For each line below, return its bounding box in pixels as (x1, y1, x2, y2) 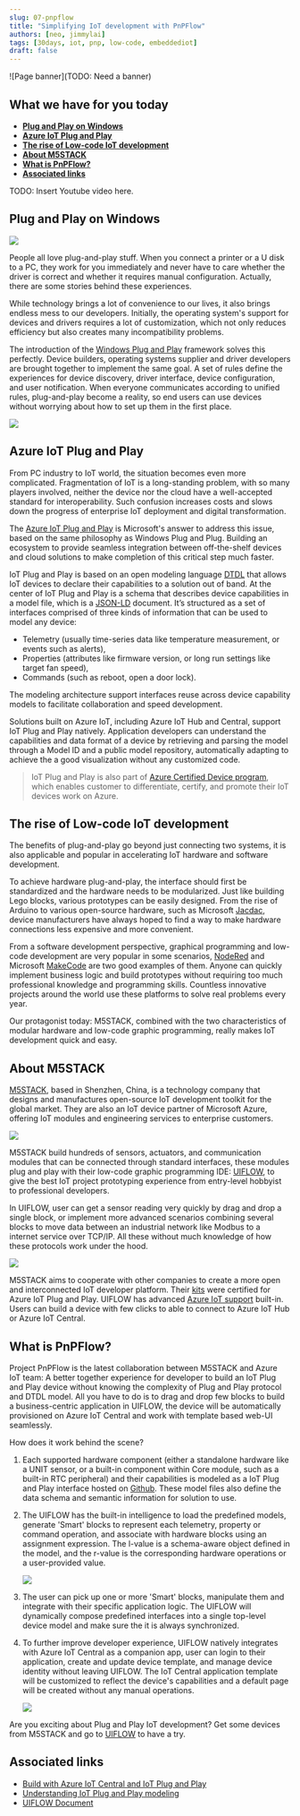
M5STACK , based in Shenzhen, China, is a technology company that (9, 1084, 261, 1095)
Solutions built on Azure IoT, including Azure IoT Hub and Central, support (9, 715, 281, 726)
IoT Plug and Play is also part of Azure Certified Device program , (30, 771, 270, 782)
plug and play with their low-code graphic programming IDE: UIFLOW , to (9, 1166, 275, 1178)
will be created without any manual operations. (21, 1685, 195, 1695)
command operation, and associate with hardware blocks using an (21, 1529, 267, 1539)
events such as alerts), (21, 643, 106, 654)
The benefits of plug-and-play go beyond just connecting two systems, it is (9, 840, 287, 851)
